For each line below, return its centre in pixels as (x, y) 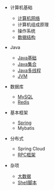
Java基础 (27, 58)
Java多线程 (29, 70)
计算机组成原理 (33, 25)
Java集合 (27, 64)
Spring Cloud (31, 149)
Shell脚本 (27, 182)
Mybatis (26, 128)
